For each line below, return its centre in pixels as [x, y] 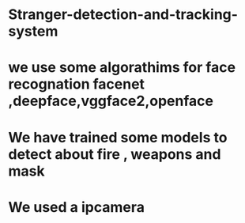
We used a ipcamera [76, 207]
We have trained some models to [118, 137]
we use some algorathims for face [122, 68]
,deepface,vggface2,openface [111, 101]
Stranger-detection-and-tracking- [123, 15]
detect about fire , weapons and [115, 154]
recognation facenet [76, 84]
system [33, 31]
